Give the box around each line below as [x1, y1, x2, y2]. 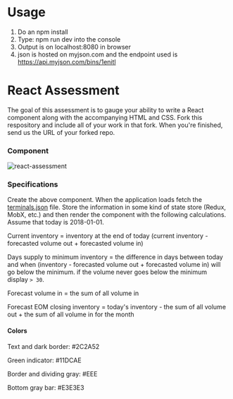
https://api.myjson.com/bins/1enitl [17, 57, 116, 66]
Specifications [7, 179, 58, 189]
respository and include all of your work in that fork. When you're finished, [7, 121, 223, 129]
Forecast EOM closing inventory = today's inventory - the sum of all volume [7, 303, 227, 311]
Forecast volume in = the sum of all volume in [7, 289, 139, 297]
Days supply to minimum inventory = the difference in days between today [7, 253, 223, 261]
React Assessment [7, 83, 120, 99]
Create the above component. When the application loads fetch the [7, 196, 203, 204]
